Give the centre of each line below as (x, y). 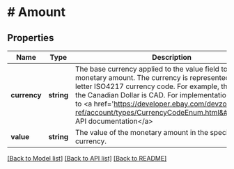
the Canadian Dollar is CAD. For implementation (153, 95)
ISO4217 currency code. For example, (156, 86)
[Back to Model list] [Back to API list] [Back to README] (87, 158)
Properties (31, 38)
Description (172, 57)
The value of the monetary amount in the (142, 132)
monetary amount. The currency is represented (153, 78)
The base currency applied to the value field (147, 69)
